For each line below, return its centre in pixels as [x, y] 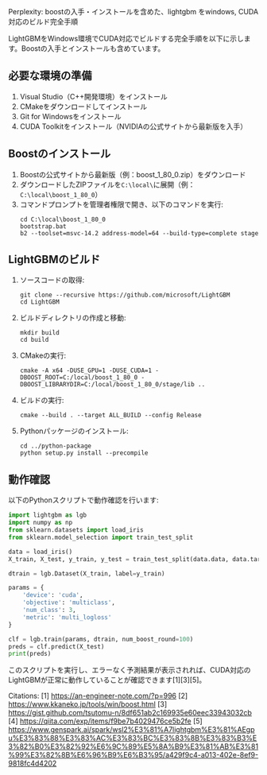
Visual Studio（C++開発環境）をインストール [94, 96]
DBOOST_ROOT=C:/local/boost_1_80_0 [79, 378]
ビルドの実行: [42, 401]
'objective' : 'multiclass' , [69, 603]
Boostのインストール [60, 154]
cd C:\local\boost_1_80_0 [62, 219]
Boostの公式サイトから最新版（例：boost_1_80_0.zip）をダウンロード [133, 174]
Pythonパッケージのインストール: [74, 431]
